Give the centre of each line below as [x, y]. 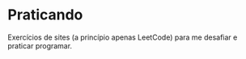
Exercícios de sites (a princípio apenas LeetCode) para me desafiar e [123, 37]
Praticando [45, 15]
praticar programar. [40, 45]
